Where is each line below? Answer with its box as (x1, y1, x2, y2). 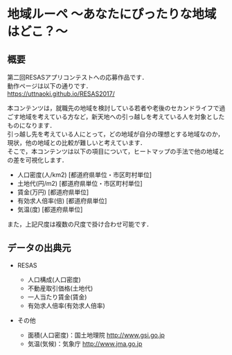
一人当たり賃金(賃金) (27, 293, 87, 301)
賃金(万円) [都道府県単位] (17, 188, 89, 196)
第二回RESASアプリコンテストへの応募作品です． (7, 73, 148, 81)
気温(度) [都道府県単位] (17, 205, 83, 214)
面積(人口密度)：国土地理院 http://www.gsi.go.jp (27, 331, 165, 339)
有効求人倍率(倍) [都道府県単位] (17, 197, 107, 205)
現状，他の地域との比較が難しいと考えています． (7, 139, 147, 146)
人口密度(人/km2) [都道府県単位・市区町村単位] (17, 171, 152, 179)
